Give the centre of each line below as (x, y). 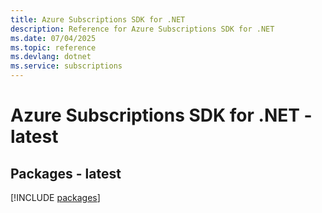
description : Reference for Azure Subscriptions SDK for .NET (142, 29)
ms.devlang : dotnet (51, 57)
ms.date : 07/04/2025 (53, 38)
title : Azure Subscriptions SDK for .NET (98, 19)
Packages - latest (66, 173)
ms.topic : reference (53, 47)
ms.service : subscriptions (66, 66)
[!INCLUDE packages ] (55, 197)
